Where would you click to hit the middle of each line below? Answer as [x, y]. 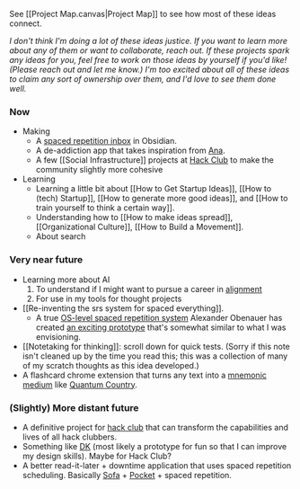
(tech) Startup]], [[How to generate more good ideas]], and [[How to [162, 199]
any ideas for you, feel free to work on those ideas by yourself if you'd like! [148, 60]
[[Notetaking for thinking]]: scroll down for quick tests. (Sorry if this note [156, 346]
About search [61, 236]
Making [36, 131]
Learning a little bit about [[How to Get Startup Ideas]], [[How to [154, 189]
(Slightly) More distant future [74, 407]
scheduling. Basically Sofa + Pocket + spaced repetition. [127, 475]
